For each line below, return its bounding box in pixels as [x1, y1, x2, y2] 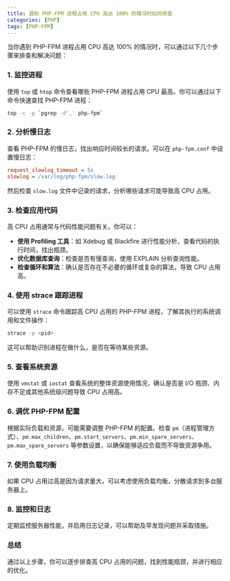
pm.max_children [22, 433, 69, 440]
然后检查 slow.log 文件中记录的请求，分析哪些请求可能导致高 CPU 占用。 [7, 186, 215, 195]
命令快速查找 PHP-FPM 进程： [7, 96, 93, 104]
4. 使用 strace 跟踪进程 [7, 290, 83, 300]
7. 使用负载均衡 [7, 460, 57, 469]
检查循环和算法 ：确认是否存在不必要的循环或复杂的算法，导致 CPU [17, 263, 207, 271]
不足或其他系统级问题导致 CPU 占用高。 [12, 388, 126, 396]
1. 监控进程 [7, 70, 43, 80]
